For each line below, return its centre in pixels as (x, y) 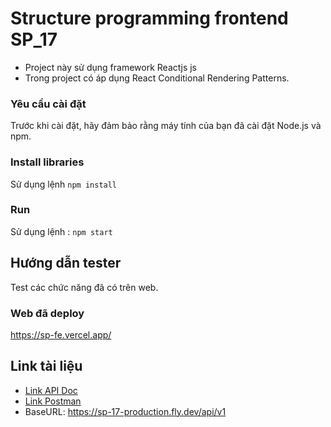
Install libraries (47, 162)
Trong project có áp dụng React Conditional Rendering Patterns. (157, 78)
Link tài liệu (46, 366)
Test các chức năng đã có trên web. (84, 287)
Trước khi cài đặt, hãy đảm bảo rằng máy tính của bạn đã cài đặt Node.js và (166, 126)
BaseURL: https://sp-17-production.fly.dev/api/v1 (125, 411)
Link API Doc (51, 390)
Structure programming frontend (149, 18)
